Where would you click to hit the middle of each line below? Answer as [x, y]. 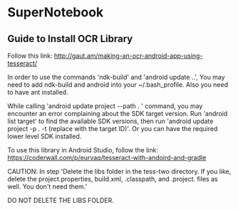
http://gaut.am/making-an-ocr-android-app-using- [128, 56]
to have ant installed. [38, 92]
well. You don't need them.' [47, 187]
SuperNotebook [56, 12]
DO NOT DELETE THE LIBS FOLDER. [61, 200]
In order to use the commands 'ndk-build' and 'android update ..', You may [117, 77]
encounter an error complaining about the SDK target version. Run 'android [118, 114]
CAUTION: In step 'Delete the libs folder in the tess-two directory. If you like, [119, 171]
